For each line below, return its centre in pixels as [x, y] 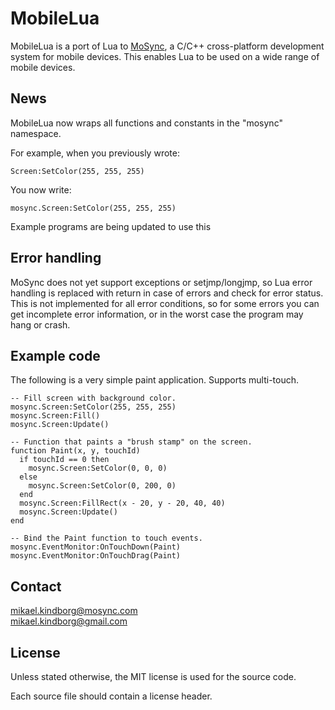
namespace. [36, 133]
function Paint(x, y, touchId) [75, 451]
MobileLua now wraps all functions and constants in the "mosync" [146, 123]
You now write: [41, 189]
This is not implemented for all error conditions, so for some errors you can [165, 303]
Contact [36, 586]
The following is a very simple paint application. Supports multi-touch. [154, 380]
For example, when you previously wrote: [95, 153]
